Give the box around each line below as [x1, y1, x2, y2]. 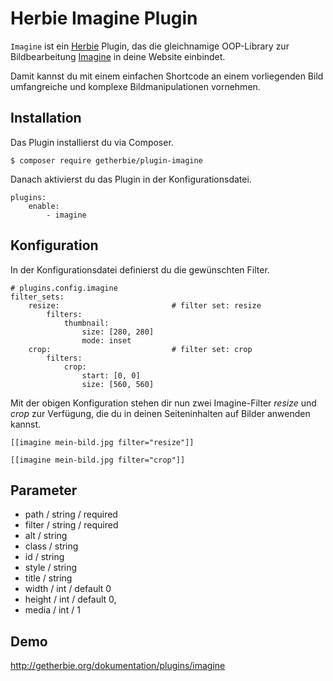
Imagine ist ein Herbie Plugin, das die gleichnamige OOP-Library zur [10, 40, 290, 52]
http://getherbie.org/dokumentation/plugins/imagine [10, 660, 226, 672]
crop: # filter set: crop [28, 344, 253, 354]
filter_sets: [10, 292, 65, 302]
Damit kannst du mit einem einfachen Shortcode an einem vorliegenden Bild [10, 70, 324, 82]
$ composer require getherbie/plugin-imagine [10, 155, 203, 166]
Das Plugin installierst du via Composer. [10, 136, 174, 148]
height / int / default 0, [24, 593, 117, 606]
